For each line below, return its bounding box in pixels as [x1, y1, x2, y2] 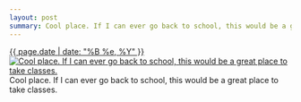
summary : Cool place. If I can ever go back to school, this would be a [9, 21, 287, 30]
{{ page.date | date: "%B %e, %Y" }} [9, 46, 145, 56]
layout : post [9, 13, 58, 22]
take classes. [9, 84, 58, 95]
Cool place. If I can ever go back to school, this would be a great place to [9, 74, 279, 85]
